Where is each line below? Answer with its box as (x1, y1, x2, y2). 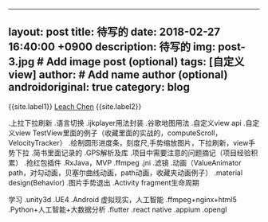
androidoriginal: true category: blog (8, 80, 190, 94)
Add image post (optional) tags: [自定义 (45, 55, 245, 68)
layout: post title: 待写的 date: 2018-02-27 (8, 25, 221, 39)
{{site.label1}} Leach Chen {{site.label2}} (8, 101, 142, 111)
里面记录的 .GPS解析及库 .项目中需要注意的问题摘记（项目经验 (46, 148, 251, 158)
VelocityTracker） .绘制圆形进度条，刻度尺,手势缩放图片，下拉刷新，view (8, 138, 249, 147)
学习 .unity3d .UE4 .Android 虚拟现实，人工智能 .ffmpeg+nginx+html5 (8, 194, 238, 204)
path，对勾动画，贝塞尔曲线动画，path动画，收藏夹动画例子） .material (8, 168, 243, 177)
